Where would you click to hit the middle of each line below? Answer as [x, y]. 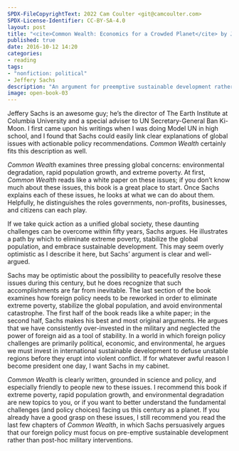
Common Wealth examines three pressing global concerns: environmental [116, 165]
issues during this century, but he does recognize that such [94, 283]
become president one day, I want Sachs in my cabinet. [89, 366]
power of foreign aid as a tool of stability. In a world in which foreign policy [117, 336]
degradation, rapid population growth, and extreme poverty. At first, [107, 173]
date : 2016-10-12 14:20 [43, 47]
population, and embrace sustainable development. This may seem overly [116, 246]
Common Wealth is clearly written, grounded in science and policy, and [112, 380]
